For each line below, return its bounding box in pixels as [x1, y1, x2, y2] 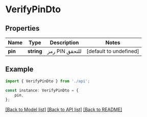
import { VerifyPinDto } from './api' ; [5, 78, 90, 84]
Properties [5, 24, 40, 33]
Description [50, 39, 79, 46]
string [27, 48, 42, 55]
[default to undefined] [86, 48, 139, 55]
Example [5, 65, 34, 74]
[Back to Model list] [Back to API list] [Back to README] [5, 106, 122, 113]
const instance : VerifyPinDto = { [5, 88, 79, 93]
